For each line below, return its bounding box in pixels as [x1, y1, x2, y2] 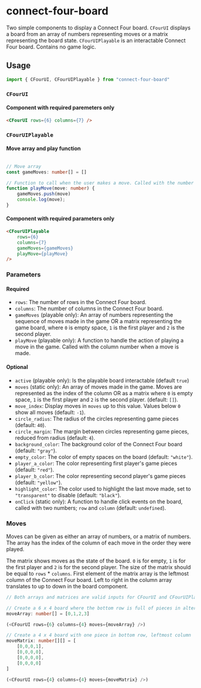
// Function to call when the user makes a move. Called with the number [6, 180, 194, 186]
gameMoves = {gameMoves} [17, 245, 74, 251]
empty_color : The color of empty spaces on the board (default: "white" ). [14, 453, 193, 460]
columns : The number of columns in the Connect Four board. [14, 305, 164, 313]
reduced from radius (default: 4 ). [14, 434, 96, 441]
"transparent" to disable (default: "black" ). [14, 491, 121, 498]
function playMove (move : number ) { [6, 185, 95, 191]
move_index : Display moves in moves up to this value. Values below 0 [14, 402, 181, 409]
